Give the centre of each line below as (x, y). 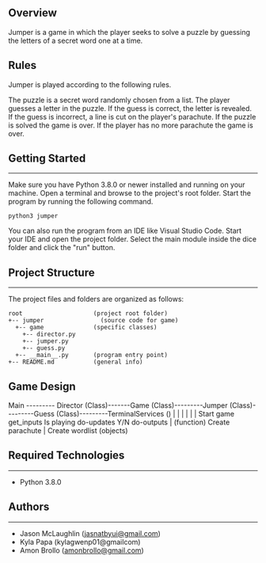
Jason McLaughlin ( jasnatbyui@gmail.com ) (90, 533)
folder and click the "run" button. (62, 248)
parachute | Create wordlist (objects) (68, 431)
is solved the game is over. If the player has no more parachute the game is (131, 125)
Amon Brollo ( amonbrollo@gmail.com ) (82, 550)
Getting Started (47, 159)
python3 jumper (33, 216)
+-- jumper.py (46, 341)
